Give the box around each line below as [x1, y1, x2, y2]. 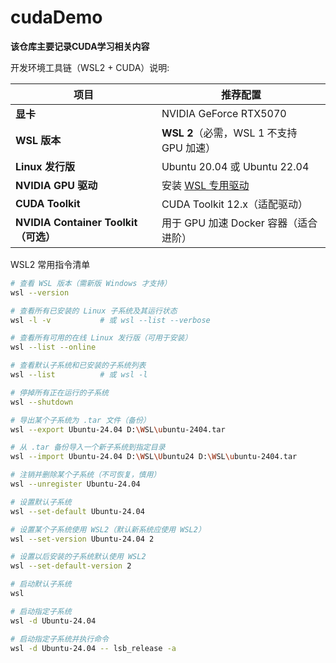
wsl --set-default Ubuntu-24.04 [10, 506, 145, 516]
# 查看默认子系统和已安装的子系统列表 [10, 361, 147, 371]
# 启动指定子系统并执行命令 [10, 634, 110, 644]
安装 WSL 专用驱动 [161, 178, 250, 192]
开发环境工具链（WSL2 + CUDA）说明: [10, 61, 170, 73]
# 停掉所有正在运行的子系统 [10, 387, 110, 398]
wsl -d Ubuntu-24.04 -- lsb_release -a [10, 643, 177, 653]
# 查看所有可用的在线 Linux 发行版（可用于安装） [10, 333, 193, 343]
